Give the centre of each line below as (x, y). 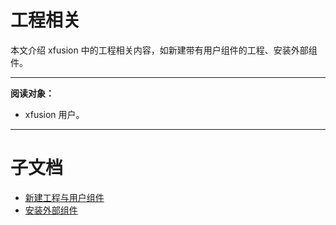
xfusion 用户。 (54, 114)
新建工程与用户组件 (64, 197)
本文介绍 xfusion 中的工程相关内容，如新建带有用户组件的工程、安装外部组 (164, 50)
